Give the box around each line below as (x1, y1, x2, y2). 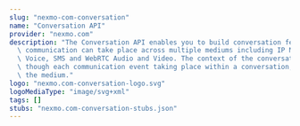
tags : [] (9, 95, 42, 105)
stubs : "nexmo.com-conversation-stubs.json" (9, 104, 178, 113)
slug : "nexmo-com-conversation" (9, 12, 129, 22)
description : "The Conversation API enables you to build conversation (9, 37, 281, 47)
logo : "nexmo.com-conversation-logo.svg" (9, 79, 166, 88)
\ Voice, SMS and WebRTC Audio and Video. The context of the (17, 54, 254, 63)
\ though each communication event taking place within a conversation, (17, 63, 294, 72)
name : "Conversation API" (9, 21, 105, 30)
